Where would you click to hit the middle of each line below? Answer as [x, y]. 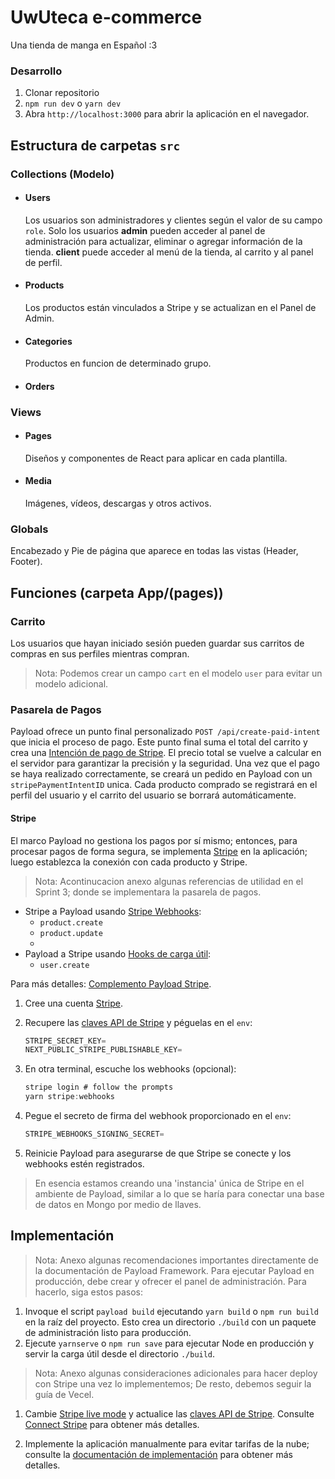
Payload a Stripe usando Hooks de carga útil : [118, 953]
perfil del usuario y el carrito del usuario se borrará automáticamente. [153, 795]
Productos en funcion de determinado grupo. [118, 363]
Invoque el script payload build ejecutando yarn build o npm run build [171, 1311]
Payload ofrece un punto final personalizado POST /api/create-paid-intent [165, 732]
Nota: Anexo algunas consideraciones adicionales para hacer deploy [176, 1373]
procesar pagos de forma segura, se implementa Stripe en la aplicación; [159, 851]
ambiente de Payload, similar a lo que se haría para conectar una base [179, 1193]
